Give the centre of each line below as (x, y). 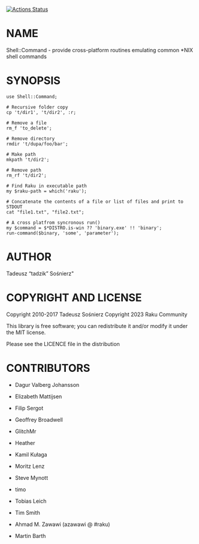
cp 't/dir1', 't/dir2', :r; (41, 112)
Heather (25, 443)
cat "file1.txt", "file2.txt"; (45, 212)
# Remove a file (26, 123)
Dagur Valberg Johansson (47, 384)
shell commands (26, 56)
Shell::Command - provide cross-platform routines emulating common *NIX (100, 50)
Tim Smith (27, 512)
